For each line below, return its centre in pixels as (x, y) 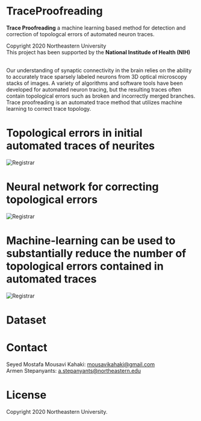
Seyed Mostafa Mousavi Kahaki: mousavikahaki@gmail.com (81, 364)
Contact (27, 348)
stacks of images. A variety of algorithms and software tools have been (95, 83)
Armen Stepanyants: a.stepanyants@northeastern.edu (74, 370)
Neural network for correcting (83, 187)
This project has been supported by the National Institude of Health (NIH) (98, 52)
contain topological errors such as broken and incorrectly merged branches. (101, 96)
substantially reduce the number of (96, 254)
